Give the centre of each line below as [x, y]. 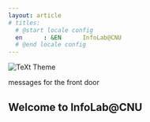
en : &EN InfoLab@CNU [69, 37]
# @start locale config [54, 30]
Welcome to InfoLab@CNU [75, 107]
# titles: [24, 23]
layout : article [35, 15]
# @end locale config [51, 45]
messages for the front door [54, 83]
